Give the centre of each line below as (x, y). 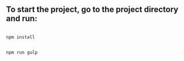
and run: (22, 19)
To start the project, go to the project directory (92, 10)
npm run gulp (22, 52)
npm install (20, 37)
